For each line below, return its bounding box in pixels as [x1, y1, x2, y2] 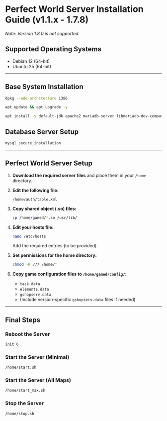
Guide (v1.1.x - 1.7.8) [5, 14, 89, 25]
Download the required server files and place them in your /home [12, 172, 147, 178]
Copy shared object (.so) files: [12, 206, 77, 211]
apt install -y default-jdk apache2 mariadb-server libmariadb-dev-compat [5, 113, 164, 119]
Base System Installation [5, 83, 83, 91]
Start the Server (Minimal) [5, 353, 70, 360]
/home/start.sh [5, 365, 37, 370]
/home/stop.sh [5, 411, 35, 416]
